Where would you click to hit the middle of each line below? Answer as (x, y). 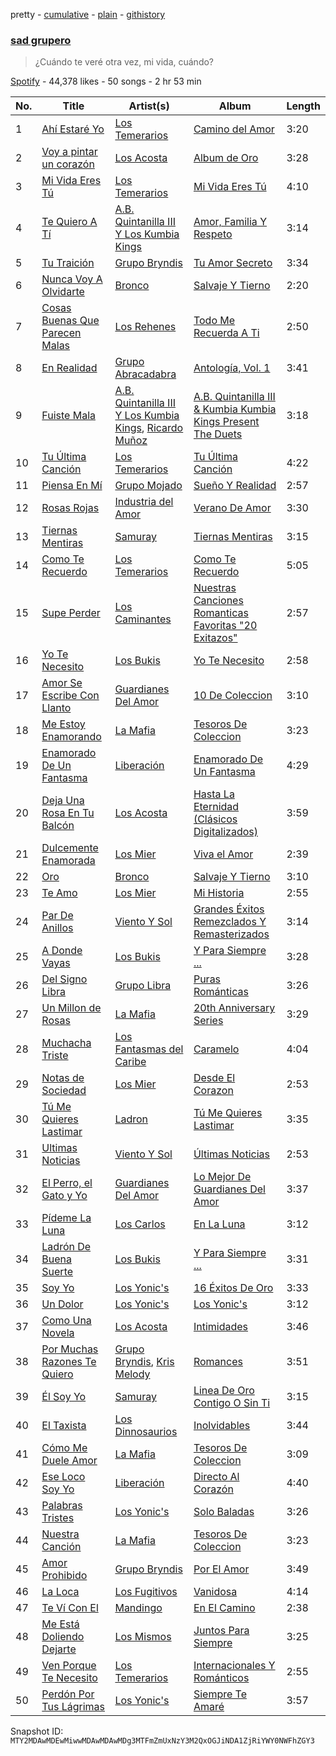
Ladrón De (66, 1247)
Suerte (57, 1272)
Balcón (58, 826)
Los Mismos (143, 1637)
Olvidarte (63, 292)
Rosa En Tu (68, 813)
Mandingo (138, 1608)
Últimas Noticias (231, 1154)
